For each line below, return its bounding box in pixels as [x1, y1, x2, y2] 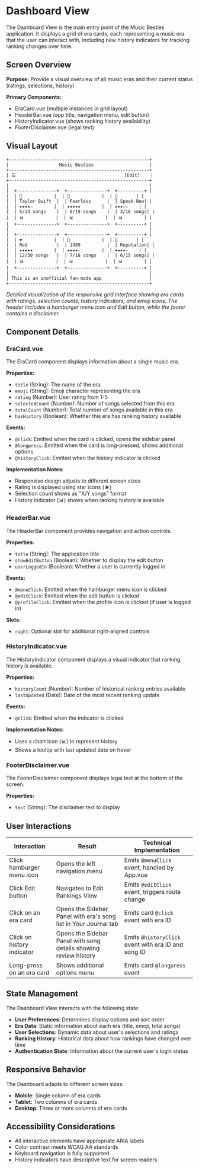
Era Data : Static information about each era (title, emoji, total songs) [14, 1022, 181, 1029]
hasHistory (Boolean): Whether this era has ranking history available [14, 413, 182, 420]
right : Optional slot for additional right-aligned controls [14, 627, 150, 635]
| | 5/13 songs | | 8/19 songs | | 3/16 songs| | [6, 209, 155, 215]
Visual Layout [6, 141, 58, 151]
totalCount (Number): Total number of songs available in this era [14, 406, 173, 413]
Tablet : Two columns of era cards [14, 1098, 98, 1105]
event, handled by [124, 863, 174, 871]
